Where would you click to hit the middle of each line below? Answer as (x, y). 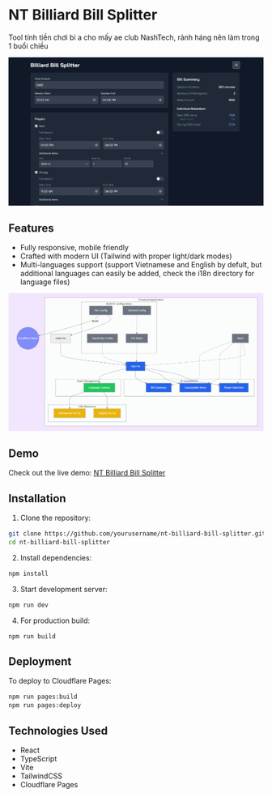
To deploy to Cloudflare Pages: (60, 681)
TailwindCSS (41, 776)
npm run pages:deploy (45, 705)
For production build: (55, 620)
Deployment (40, 661)
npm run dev (28, 605)
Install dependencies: (56, 557)
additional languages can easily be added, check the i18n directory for (137, 274)
